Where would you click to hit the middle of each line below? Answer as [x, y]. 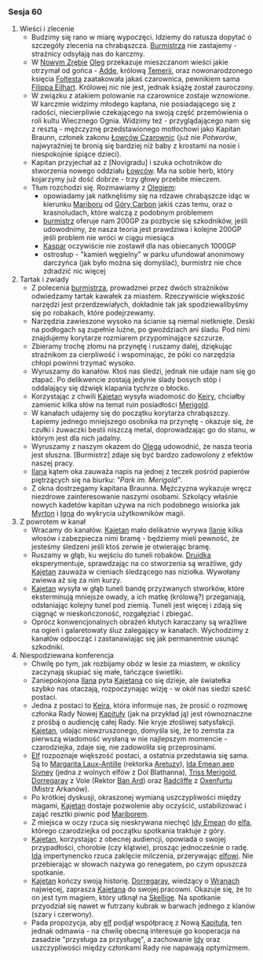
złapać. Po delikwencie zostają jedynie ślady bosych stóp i [126, 380]
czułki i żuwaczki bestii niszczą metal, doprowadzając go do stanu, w [143, 430]
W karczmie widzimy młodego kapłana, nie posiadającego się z [133, 104]
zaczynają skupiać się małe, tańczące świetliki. [107, 672]
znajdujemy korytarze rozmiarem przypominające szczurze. [128, 338]
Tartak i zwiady [44, 280]
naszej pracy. [53, 463]
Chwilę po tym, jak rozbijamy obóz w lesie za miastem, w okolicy [136, 664]
